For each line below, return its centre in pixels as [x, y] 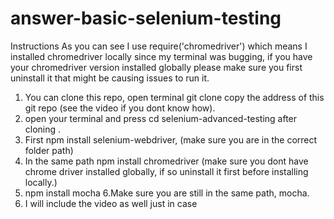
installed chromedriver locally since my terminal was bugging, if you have [161, 56]
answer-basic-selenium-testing [146, 18]
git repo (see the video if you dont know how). [120, 108]
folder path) [49, 150]
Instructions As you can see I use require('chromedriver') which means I [159, 46]
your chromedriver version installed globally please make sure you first [156, 67]
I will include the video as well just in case [111, 203]
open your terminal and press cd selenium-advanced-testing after [161, 118]
